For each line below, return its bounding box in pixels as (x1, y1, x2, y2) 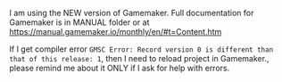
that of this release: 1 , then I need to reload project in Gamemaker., (9, 53, 270, 63)
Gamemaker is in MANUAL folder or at (9, 17, 150, 28)
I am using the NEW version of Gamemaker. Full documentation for (9, 8, 254, 18)
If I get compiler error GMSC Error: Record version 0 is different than (9, 44, 274, 54)
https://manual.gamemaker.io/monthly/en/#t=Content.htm (9, 27, 222, 37)
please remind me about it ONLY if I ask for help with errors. (9, 62, 230, 73)
